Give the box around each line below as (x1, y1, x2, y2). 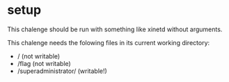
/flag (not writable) (17, 59, 71, 67)
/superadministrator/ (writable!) (17, 67, 108, 75)
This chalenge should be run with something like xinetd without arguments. (7, 25, 223, 33)
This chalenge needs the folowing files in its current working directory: (7, 38, 210, 47)
